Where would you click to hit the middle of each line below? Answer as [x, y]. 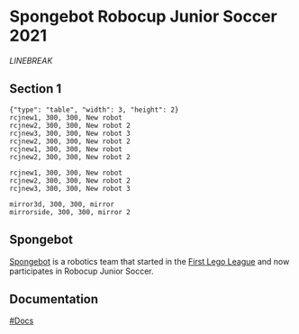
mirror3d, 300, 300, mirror [62, 204]
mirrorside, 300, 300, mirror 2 [70, 212]
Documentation [54, 299]
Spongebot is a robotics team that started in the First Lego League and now [149, 261]
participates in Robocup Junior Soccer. [82, 271]
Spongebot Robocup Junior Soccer [143, 17]
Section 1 [35, 89]
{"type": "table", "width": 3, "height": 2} [94, 110]
